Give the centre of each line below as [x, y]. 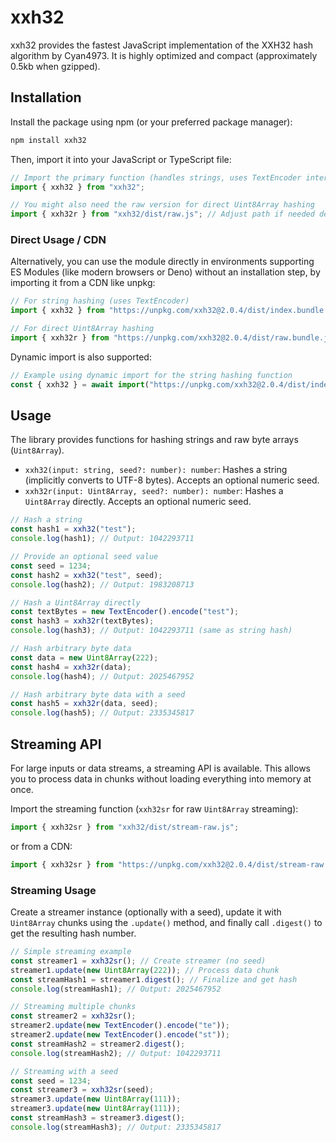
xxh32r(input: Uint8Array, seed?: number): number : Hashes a [154, 491]
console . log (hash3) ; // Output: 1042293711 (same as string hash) [151, 631]
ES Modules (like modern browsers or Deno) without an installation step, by [165, 272]
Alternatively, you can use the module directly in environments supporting [162, 262]
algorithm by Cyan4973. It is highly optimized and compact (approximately [164, 55]
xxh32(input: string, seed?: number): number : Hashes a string [156, 470]
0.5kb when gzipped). [55, 66]
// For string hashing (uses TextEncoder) [100, 301]
